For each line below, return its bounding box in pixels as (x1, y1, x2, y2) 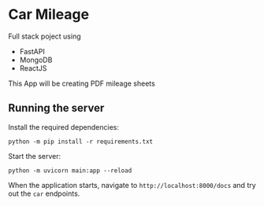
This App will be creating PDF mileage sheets (8, 79, 155, 88)
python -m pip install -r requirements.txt (8, 138, 154, 145)
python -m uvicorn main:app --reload (8, 167, 132, 175)
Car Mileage (8, 6, 89, 24)
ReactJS (19, 63, 47, 72)
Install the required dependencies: (8, 122, 120, 131)
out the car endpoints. (8, 189, 80, 198)
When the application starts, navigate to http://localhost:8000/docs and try (8, 180, 256, 189)
